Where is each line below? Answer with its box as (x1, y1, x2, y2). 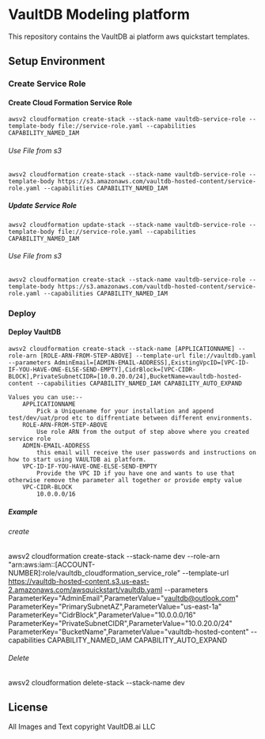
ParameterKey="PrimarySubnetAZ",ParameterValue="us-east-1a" (8, 601, 222, 611)
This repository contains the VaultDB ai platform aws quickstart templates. (8, 32, 251, 41)
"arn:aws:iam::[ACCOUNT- (8, 560, 96, 569)
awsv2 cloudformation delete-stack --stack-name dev (8, 677, 185, 687)
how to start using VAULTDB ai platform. (8, 455, 147, 463)
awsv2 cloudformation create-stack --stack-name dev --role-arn (8, 551, 220, 560)
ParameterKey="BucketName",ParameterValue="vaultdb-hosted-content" (8, 627, 249, 636)
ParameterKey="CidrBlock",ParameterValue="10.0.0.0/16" (8, 610, 196, 620)
